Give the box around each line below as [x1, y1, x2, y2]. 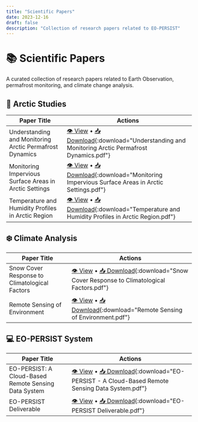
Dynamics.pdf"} [67, 152, 111, 159]
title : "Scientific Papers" [6, 8, 75, 15]
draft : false [6, 20, 38, 25]
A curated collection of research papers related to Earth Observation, [6, 75, 174, 83]
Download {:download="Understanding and [67, 137, 186, 144]
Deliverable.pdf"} [97, 406, 145, 414]
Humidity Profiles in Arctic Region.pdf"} [67, 212, 176, 221]
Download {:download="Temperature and [67, 205, 180, 213]
